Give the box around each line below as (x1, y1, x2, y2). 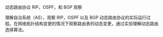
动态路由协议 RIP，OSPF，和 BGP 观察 (5, 4, 82, 10)
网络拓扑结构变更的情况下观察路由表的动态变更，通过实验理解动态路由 (18, 21, 159, 26)
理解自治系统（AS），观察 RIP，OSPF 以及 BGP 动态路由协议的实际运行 (5, 15, 147, 20)
